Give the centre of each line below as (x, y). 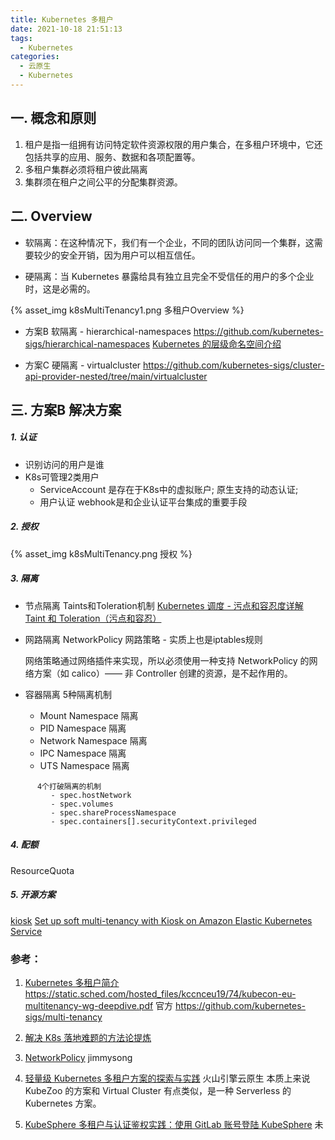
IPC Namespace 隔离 (83, 753)
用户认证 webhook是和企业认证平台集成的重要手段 (143, 502)
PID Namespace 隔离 (83, 728)
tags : (21, 38)
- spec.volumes (82, 804)
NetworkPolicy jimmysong (78, 1058)
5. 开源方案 (33, 895)
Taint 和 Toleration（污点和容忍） (93, 618)
